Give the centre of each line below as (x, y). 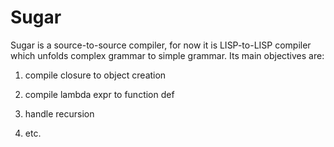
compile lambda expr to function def (99, 94)
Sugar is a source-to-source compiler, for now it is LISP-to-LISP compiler (161, 45)
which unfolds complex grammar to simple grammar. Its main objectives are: (167, 55)
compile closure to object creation (95, 75)
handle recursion (59, 113)
